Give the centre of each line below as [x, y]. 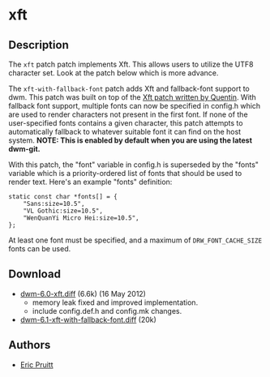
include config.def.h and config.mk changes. [107, 311]
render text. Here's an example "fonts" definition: [90, 182]
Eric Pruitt [36, 364]
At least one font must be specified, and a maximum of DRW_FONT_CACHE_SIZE [135, 240]
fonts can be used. [40, 248]
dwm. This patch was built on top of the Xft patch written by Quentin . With [133, 97]
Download [34, 274]
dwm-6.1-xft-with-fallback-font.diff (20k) [88, 319]
